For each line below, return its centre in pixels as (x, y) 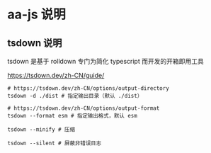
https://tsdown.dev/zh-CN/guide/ (56, 75)
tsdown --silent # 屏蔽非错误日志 (55, 143)
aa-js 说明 (36, 15)
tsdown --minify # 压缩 (41, 130)
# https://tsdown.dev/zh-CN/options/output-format (84, 108)
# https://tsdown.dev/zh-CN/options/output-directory (89, 89)
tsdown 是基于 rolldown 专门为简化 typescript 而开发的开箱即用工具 (105, 61)
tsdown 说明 (35, 43)
